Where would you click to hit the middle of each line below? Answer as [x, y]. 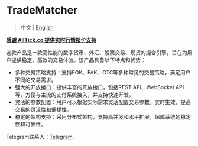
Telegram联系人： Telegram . [40, 137]
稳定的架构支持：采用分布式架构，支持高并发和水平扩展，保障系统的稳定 [103, 116]
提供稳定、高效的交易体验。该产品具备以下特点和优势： [78, 60]
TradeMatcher [42, 10]
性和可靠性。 [30, 124]
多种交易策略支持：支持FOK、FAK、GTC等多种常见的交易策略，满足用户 [103, 72]
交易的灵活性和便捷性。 [43, 109]
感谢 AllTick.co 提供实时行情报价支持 [51, 40]
